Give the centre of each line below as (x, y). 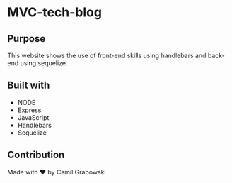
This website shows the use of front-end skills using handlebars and (107, 55)
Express (29, 110)
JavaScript (33, 117)
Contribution (36, 155)
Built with (29, 85)
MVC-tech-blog (55, 12)
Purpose (27, 39)
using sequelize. (44, 63)
